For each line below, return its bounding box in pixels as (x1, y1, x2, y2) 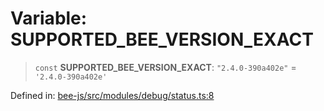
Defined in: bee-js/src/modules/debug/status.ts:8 (10, 89, 215, 101)
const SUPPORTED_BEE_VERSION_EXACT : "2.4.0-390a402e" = (34, 61, 297, 73)
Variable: (10, 7, 88, 30)
